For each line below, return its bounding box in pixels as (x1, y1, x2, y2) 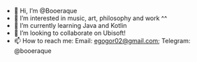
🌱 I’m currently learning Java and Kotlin (13, 22, 127, 29)
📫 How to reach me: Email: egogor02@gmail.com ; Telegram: (13, 37, 191, 45)
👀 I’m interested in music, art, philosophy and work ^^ (13, 14, 168, 22)
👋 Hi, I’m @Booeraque (13, 7, 78, 15)
